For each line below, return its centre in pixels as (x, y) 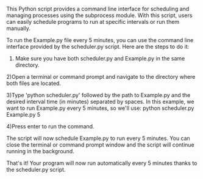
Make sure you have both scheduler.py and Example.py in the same (100, 58)
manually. (18, 28)
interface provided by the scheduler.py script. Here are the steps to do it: (98, 46)
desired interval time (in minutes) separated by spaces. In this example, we (100, 101)
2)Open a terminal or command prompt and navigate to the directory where (101, 77)
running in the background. (40, 151)
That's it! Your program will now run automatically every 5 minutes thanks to (102, 163)
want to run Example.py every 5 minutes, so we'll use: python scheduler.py (100, 108)
